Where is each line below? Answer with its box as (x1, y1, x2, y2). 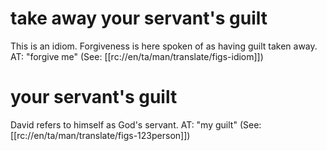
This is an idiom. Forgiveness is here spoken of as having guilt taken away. (10, 40, 318, 52)
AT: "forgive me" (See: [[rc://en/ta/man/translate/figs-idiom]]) (10, 50, 264, 62)
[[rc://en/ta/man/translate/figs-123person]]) (10, 129, 191, 141)
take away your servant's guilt (10, 7, 268, 30)
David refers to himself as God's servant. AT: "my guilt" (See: (10, 118, 262, 131)
